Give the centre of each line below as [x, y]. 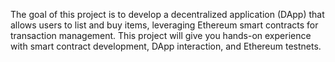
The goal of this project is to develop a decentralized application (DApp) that [167, 14]
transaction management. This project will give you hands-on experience [161, 35]
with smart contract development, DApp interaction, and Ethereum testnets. [166, 46]
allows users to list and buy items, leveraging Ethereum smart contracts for [164, 25]
